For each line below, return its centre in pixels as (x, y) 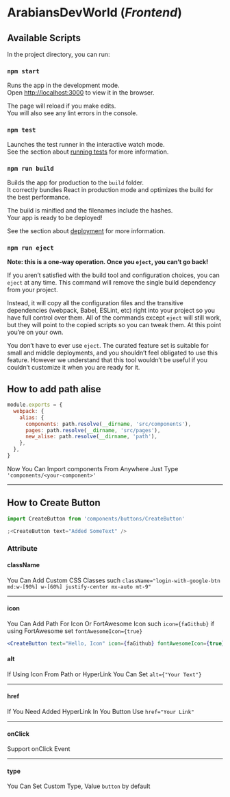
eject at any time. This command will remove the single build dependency (112, 283)
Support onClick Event (39, 749)
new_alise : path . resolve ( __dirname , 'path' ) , (91, 437)
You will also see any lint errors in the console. (73, 113)
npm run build (30, 168)
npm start (23, 71)
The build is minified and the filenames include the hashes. (90, 210)
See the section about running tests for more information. (88, 152)
